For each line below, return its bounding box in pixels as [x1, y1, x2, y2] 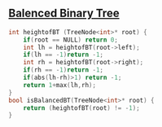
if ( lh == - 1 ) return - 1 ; [23, 50, 104, 59]
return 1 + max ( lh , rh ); [23, 81, 96, 89]
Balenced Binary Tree [8, 7, 120, 20]
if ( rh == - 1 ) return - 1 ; [23, 66, 104, 74]
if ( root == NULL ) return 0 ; [23, 36, 118, 44]
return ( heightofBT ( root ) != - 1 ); [23, 103, 140, 112]
